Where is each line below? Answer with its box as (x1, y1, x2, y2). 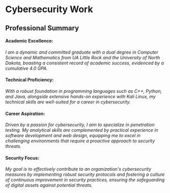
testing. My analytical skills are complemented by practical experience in (5, 127, 158, 133)
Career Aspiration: (5, 110, 45, 117)
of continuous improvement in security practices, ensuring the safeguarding (5, 177, 165, 183)
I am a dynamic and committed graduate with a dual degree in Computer (5, 49, 158, 55)
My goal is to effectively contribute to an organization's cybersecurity (5, 166, 151, 172)
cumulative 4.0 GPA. (5, 65, 48, 71)
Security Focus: (5, 155, 40, 161)
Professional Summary (5, 24, 79, 32)
